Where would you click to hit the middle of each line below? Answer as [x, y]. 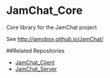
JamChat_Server [36, 69]
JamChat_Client [35, 62]
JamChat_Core [45, 11]
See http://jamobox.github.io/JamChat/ [55, 39]
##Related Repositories [36, 50]
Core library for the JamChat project [52, 27]
